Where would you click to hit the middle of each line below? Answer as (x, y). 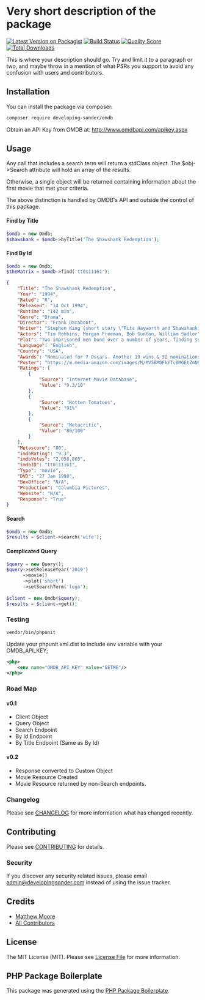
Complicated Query (32, 551)
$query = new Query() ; (35, 564)
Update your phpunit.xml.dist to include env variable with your (85, 644)
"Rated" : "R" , (35, 300)
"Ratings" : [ (34, 368)
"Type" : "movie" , (39, 471)
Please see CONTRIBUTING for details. (56, 846)
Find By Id (19, 253)
